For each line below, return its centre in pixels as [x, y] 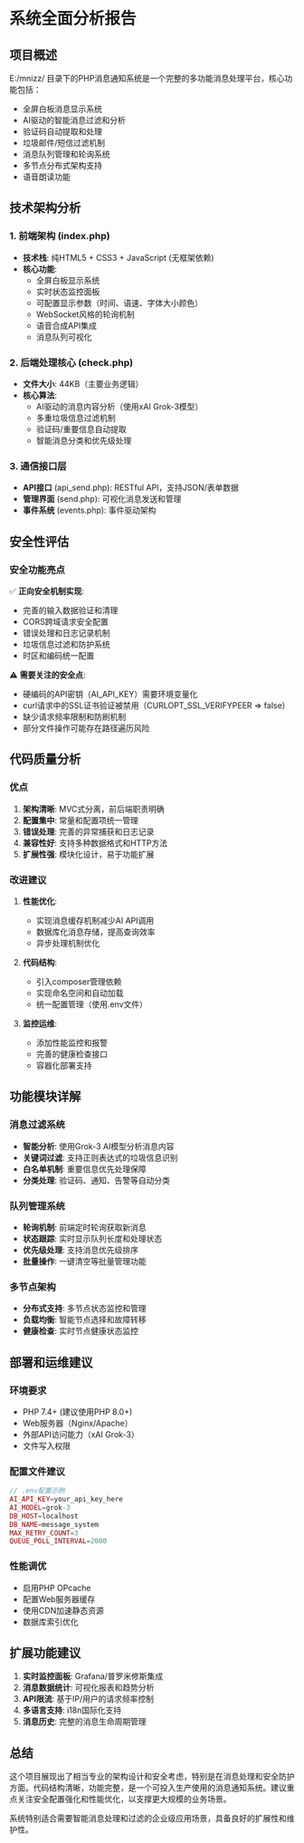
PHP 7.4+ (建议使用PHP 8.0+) [77, 1411]
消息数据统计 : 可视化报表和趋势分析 [88, 1688]
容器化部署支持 [64, 1065]
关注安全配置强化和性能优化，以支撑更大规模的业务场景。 [124, 1800]
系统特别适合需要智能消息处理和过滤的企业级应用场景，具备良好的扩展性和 [148, 1819]
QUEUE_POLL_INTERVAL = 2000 [58, 1541]
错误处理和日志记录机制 [66, 633]
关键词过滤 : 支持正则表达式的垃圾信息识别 [100, 1157]
